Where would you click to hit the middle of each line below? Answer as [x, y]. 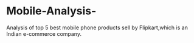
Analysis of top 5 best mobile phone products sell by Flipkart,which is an [97, 27]
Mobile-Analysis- [51, 11]
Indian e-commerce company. [44, 33]
